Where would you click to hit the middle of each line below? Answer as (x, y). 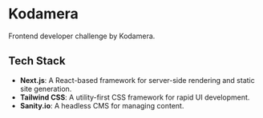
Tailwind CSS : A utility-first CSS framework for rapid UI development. (135, 97)
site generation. (46, 88)
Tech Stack (37, 61)
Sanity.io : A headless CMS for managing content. (102, 105)
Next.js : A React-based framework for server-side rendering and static (137, 80)
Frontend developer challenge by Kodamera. (82, 36)
